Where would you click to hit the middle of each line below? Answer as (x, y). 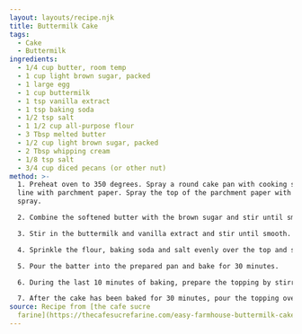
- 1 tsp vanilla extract (64, 101)
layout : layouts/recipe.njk (62, 18)
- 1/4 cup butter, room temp (72, 68)
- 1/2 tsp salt (46, 118)
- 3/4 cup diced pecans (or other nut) (92, 168)
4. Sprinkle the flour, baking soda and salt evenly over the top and (152, 250)
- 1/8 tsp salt (46, 159)
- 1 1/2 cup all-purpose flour (76, 127)
